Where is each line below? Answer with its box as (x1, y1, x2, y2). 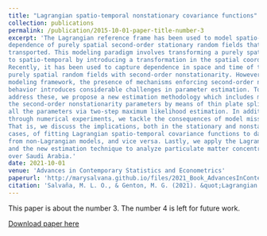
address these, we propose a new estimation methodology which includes (8, 93, 254, 101)
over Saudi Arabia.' (8, 152, 77, 160)
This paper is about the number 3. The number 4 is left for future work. (8, 203, 241, 213)
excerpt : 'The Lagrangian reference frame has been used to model (8, 33, 233, 42)
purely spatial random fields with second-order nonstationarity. (8, 71, 233, 79)
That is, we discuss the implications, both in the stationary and (8, 122, 237, 130)
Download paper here (8, 219, 79, 228)
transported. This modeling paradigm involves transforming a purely (8, 48, 244, 56)
